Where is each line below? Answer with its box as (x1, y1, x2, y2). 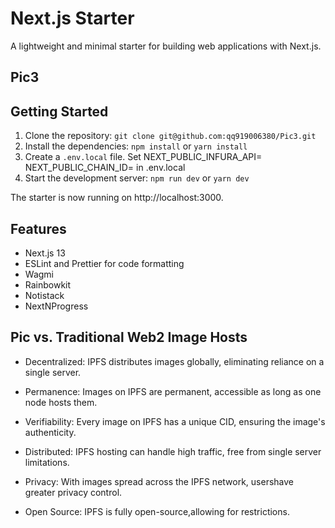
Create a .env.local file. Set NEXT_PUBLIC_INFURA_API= (24, 151, 263, 163)
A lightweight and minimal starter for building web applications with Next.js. (10, 40, 322, 52)
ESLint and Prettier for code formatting (24, 257, 185, 269)
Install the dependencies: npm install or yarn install (24, 140, 248, 152)
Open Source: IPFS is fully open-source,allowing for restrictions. (24, 505, 290, 517)
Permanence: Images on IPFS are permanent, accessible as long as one (24, 385, 322, 397)
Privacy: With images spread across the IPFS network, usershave (24, 475, 294, 487)
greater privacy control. (24, 486, 123, 498)
